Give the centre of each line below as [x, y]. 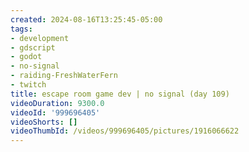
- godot [26, 57]
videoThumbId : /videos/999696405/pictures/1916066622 [125, 131]
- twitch [28, 85]
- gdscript [33, 47]
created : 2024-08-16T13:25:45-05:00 [86, 19]
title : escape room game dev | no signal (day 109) [120, 94]
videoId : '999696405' [55, 112]
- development [40, 38]
